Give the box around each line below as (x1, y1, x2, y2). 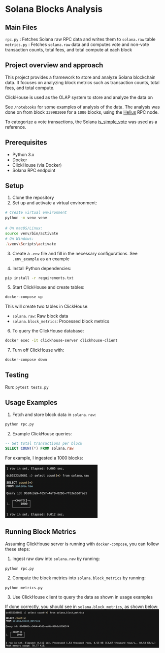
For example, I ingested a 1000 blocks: (5, 455, 84, 461)
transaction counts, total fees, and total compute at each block (5, 47, 132, 52)
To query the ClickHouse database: (12, 328, 84, 334)
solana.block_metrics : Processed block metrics (12, 318, 110, 325)
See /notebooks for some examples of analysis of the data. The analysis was (5, 104, 160, 110)
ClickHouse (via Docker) (12, 162, 62, 168)
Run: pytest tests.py (5, 384, 49, 390)
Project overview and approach (5, 61, 103, 70)
